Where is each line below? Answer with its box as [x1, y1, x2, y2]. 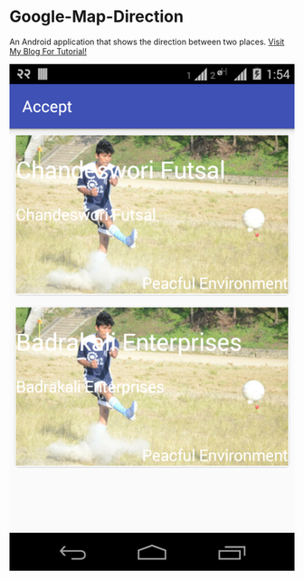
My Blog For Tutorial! [9, 45, 88, 56]
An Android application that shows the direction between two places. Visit [9, 36, 285, 47]
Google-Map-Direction [9, 6, 184, 27]
